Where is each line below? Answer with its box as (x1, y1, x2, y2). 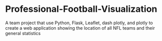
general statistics (5, 30, 41, 36)
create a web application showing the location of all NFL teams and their (5, 25, 155, 31)
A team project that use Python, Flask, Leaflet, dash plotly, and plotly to (5, 20, 153, 26)
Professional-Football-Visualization (5, 3, 157, 15)
